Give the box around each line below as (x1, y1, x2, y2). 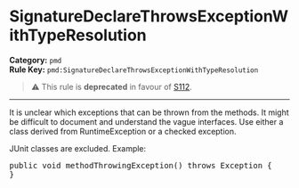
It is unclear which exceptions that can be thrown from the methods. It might (9, 107, 289, 118)
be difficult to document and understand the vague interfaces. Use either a (9, 116, 284, 127)
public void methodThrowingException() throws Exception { (9, 160, 273, 170)
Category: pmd (9, 54, 62, 65)
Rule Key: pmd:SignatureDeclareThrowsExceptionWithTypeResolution (9, 64, 259, 75)
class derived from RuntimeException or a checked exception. (9, 126, 238, 136)
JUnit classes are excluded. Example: (9, 143, 147, 153)
